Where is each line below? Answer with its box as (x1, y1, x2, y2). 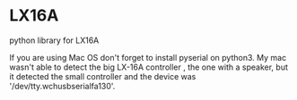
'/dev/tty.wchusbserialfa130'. (9, 80, 116, 91)
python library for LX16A (9, 35, 100, 46)
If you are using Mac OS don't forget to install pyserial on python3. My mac (9, 52, 287, 62)
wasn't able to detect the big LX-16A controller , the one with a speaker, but (9, 62, 289, 72)
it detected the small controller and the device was (9, 71, 197, 81)
